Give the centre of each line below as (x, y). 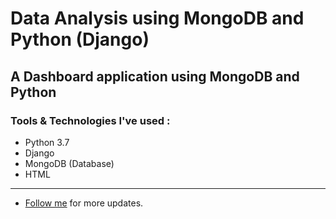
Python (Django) (80, 39)
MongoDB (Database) (69, 163)
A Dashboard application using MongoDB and (155, 76)
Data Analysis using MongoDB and (157, 18)
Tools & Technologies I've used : (90, 120)
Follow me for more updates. (84, 203)
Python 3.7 (47, 142)
